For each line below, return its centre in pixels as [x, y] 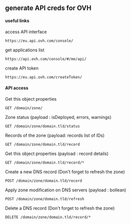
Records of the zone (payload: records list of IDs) [55, 135]
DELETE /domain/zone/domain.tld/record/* [48, 217]
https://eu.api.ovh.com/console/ [39, 41]
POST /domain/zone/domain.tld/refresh [45, 199]
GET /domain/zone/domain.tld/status [42, 126]
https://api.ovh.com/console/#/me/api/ [46, 59]
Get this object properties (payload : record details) [57, 153]
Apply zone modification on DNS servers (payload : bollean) [66, 190]
